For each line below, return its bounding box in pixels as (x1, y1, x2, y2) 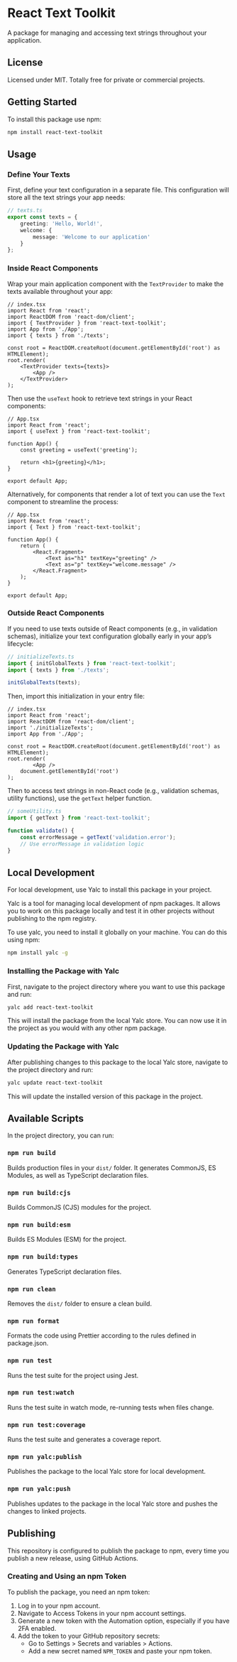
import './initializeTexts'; (7, 724, 94, 732)
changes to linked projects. (7, 1507, 87, 1515)
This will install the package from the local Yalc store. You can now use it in (7, 1017, 227, 1025)
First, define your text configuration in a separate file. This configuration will (7, 186, 229, 195)
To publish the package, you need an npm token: (7, 1587, 150, 1596)
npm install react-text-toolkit (7, 129, 103, 136)
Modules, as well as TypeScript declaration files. (7, 1171, 149, 1179)
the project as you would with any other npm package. (7, 1024, 167, 1032)
